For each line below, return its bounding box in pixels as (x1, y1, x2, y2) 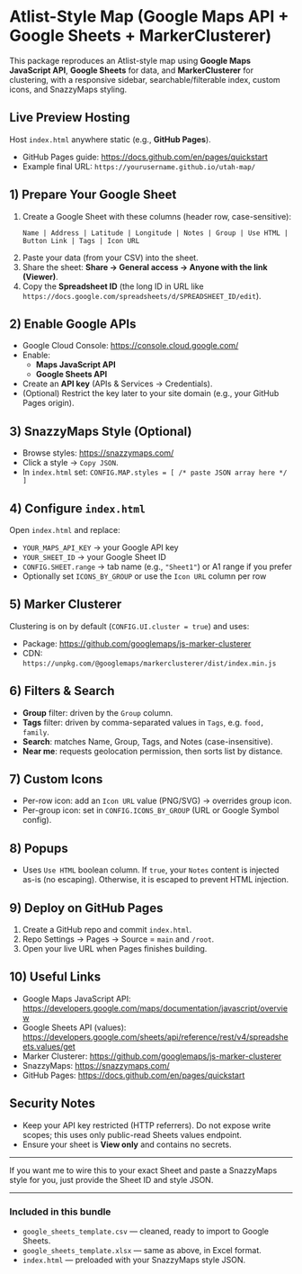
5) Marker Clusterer (9, 597, 122, 612)
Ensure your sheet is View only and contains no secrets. (22, 1139, 232, 1150)
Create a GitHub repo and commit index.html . (22, 925, 192, 935)
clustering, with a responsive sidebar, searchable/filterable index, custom (9, 74, 280, 85)
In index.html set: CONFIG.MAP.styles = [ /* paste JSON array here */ (22, 466, 288, 478)
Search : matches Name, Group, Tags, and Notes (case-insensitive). (22, 736, 273, 746)
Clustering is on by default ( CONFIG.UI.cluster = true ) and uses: (9, 620, 250, 631)
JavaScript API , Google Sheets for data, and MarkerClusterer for (9, 65, 254, 76)
